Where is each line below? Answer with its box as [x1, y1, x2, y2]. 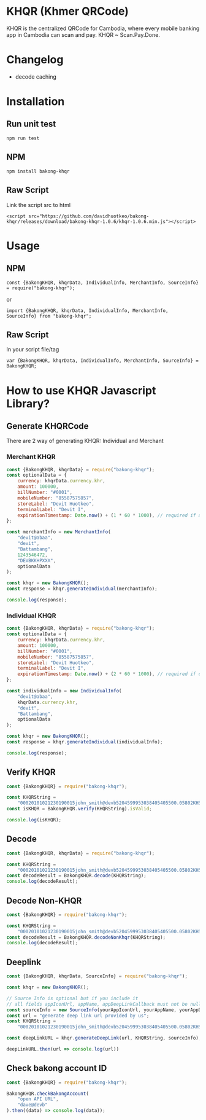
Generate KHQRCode [6, 421, 89, 431]
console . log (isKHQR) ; [6, 817, 62, 823]
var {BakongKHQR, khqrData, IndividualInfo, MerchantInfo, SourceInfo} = [6, 358, 199, 364]
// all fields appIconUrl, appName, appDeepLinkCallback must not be [6, 1001, 188, 1007]
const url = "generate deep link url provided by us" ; [6, 1012, 150, 1019]
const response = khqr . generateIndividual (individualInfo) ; [6, 739, 164, 745]
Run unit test [6, 119, 56, 130]
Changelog [6, 53, 64, 67]
